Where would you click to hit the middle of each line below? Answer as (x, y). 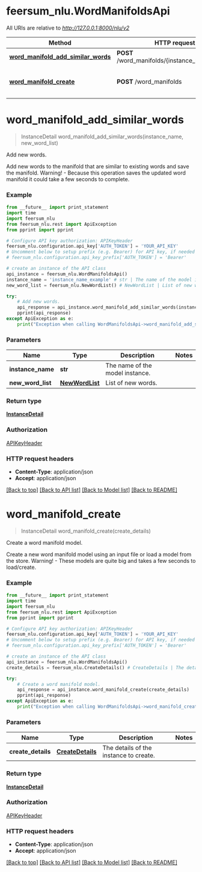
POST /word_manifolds (149, 82)
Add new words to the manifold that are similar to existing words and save (98, 166)
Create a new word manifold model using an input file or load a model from (99, 554)
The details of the (127, 748)
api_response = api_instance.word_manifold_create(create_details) (103, 690)
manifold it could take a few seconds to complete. (68, 179)
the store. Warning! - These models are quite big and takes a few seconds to (101, 560)
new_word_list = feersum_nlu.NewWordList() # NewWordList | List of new (99, 285)
